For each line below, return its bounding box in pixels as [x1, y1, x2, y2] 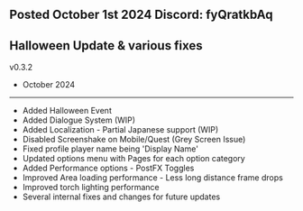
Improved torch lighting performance [22, 182, 160, 193]
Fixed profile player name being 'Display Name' [22, 143, 198, 154]
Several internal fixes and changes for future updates [22, 191, 221, 202]
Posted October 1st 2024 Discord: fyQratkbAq [9, 7, 273, 23]
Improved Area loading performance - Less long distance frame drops [22, 172, 284, 183]
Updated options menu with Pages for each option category [22, 153, 245, 164]
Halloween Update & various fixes [9, 38, 203, 53]
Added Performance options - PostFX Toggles [22, 162, 195, 174]
